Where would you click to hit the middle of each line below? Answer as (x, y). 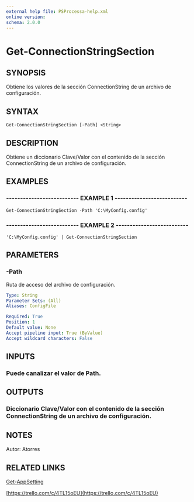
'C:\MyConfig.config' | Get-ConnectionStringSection (72, 237)
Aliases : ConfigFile (31, 306)
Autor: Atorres (23, 449)
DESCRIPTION (32, 143)
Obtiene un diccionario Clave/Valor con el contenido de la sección (86, 157)
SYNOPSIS (26, 73)
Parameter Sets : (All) (34, 301)
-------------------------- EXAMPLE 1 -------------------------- (97, 198)
